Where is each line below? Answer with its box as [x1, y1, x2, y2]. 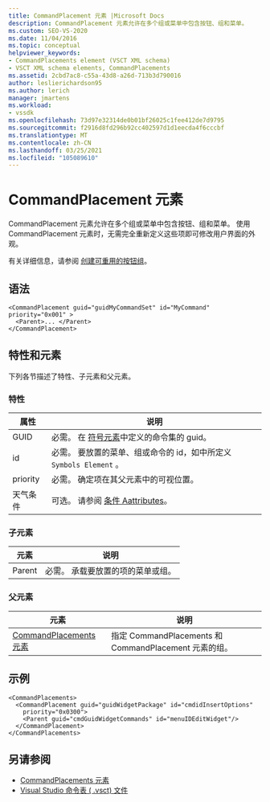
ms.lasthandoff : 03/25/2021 [8, 146, 103, 154]
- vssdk [8, 109, 35, 117]
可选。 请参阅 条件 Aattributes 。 [51, 495, 173, 506]
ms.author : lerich [8, 86, 70, 95]
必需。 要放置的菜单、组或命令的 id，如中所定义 [51, 447, 231, 458]
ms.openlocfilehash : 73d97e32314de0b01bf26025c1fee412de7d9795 [8, 117, 225, 125]
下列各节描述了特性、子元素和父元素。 [8, 371, 135, 381]
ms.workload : [8, 101, 52, 109]
